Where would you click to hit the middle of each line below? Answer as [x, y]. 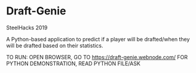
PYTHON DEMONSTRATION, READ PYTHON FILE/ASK [73, 63]
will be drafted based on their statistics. [55, 45]
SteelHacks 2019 [27, 28]
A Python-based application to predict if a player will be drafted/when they [98, 39]
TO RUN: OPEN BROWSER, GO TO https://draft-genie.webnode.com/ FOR [97, 57]
